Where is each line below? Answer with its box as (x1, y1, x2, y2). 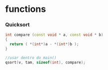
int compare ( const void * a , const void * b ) (5, 32, 104, 38)
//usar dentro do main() (5, 55, 57, 60)
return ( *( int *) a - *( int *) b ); (9, 42, 79, 47)
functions (5, 3, 46, 15)
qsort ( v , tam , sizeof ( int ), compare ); (5, 60, 86, 65)
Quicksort (5, 21, 30, 28)
